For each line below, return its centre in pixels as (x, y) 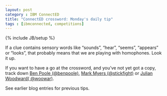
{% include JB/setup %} (30, 38)
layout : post (19, 10)
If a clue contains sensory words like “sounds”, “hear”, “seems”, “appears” (82, 47)
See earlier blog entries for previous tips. (47, 88)
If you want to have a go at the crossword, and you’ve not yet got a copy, (81, 68)
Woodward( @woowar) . (30, 78)
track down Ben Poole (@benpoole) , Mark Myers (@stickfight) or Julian (79, 73)
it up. (11, 58)
